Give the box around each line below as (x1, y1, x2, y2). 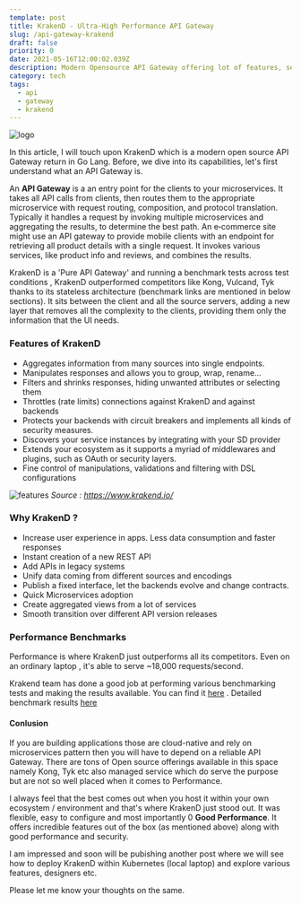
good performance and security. (9, 831, 129, 842)
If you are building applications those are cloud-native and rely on (9, 737, 253, 749)
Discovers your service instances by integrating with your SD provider (21, 434, 281, 445)
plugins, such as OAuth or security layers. (21, 453, 177, 464)
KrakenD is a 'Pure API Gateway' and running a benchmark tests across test (9, 267, 289, 278)
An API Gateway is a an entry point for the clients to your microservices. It (9, 183, 284, 194)
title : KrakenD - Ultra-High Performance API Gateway (9, 22, 215, 30)
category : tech (9, 72, 66, 81)
